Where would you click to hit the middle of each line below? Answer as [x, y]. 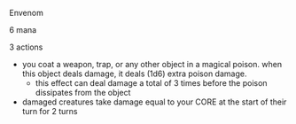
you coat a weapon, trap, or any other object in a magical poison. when [152, 64]
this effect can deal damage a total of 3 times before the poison [151, 83]
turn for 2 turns [50, 111]
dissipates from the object [83, 93]
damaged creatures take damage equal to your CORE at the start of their [154, 102]
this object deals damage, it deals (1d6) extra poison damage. [134, 74]
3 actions [26, 47]
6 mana [23, 30]
